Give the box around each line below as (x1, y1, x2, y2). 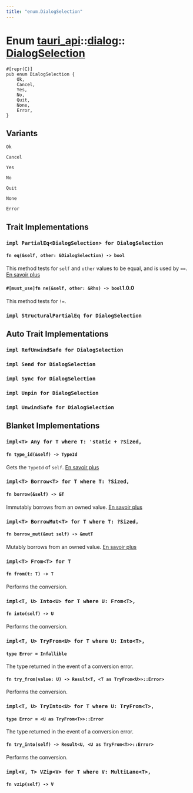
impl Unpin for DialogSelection (6, 390, 99, 397)
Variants (6, 128, 38, 139)
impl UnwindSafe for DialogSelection (6, 404, 115, 411)
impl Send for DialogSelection (6, 361, 96, 368)
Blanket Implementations (6, 421, 100, 431)
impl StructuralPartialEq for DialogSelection (6, 312, 142, 319)
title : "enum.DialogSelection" (6, 8, 83, 15)
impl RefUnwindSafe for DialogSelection (6, 347, 124, 354)
